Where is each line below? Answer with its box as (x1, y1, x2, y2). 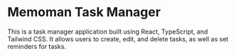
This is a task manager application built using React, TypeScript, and (7, 27, 208, 36)
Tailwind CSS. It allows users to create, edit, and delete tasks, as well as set (7, 34, 229, 43)
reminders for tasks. (7, 42, 66, 50)
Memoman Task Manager (7, 4, 161, 20)
